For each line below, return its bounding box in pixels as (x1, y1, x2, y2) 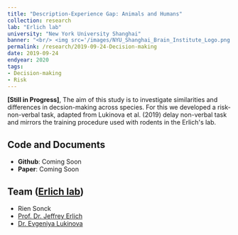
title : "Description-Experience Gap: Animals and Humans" (7, 10, 183, 18)
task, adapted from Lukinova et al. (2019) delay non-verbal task (41, 110, 227, 119)
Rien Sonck (17, 205, 51, 212)
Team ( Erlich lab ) (7, 185, 84, 197)
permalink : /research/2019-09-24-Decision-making (7, 43, 158, 50)
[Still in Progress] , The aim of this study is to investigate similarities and (7, 96, 218, 104)
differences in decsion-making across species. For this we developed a (7, 103, 217, 112)
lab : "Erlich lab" (7, 23, 62, 30)
